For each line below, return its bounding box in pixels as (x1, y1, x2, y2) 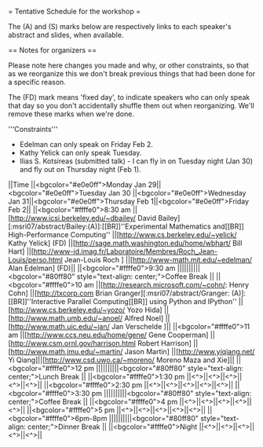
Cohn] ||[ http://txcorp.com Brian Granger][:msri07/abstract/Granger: (8, 288, 230, 298)
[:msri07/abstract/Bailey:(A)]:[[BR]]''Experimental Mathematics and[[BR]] (8, 222, 245, 231)
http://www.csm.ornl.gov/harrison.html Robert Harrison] (10, 339, 192, 348)
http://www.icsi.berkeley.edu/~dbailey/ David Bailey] (10, 214, 181, 222)
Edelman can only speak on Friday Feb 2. (19, 140, 153, 148)
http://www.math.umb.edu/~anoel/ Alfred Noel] (10, 313, 164, 323)
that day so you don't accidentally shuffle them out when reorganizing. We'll (8, 101, 255, 110)
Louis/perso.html (8, 255, 63, 264)
